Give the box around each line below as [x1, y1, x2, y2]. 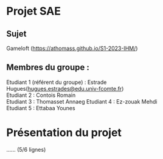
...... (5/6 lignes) [6, 146, 46, 153]
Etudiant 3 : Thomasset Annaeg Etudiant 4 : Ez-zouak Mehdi [6, 97, 158, 105]
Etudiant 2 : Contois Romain [6, 91, 76, 99]
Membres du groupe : [6, 62, 90, 72]
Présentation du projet [6, 126, 122, 140]
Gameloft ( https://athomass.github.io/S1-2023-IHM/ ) [6, 44, 138, 52]
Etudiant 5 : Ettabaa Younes [6, 104, 75, 111]
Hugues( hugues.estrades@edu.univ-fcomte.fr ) [6, 85, 124, 92]
